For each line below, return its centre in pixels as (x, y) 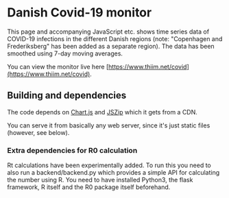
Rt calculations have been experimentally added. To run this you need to (109, 165)
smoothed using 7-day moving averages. (65, 53)
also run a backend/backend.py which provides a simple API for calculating (113, 173)
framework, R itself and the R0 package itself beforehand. (89, 187)
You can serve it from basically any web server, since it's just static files (109, 125)
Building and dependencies (67, 96)
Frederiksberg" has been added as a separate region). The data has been (111, 46)
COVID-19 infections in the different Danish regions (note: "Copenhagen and (115, 38)
